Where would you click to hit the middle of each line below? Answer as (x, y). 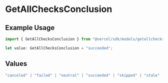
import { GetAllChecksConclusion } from (48, 39)
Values (16, 64)
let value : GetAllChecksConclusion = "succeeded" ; (59, 48)
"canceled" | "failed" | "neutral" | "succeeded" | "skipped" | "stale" (82, 75)
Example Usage (30, 28)
